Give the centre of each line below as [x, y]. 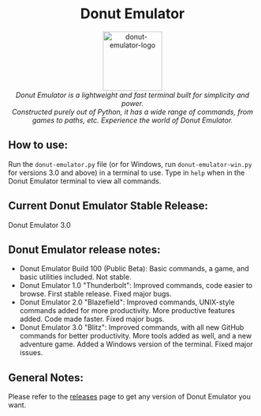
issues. [31, 353]
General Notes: [46, 378]
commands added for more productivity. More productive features [127, 311]
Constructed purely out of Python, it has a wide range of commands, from [132, 112]
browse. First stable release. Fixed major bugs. [95, 294]
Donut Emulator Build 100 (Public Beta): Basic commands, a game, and [134, 269]
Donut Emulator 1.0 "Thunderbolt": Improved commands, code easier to [136, 286]
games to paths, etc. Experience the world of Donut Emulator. [132, 120]
